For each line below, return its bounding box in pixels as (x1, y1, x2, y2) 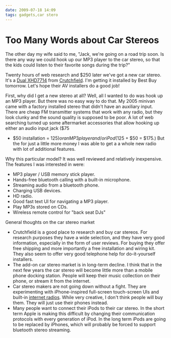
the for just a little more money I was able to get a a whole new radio (12, 141, 157, 147)
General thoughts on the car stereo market (5, 219, 95, 226)
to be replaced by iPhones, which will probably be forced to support (12, 322, 156, 328)
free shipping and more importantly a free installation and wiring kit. (12, 245, 156, 252)
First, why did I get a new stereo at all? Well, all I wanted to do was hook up (5, 93, 163, 99)
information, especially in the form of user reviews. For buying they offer (12, 240, 165, 246)
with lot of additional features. (12, 146, 76, 152)
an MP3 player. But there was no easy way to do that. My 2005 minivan (5, 98, 155, 104)
